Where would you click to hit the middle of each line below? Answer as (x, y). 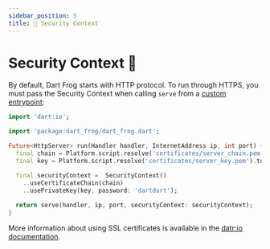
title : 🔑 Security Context (53, 23)
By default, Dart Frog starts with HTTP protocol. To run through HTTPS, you (133, 85)
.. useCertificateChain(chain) (74, 183)
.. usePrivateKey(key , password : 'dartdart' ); (100, 190)
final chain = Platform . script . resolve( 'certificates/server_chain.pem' (140, 153)
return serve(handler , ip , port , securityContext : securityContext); (134, 206)
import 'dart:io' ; (39, 117)
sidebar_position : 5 (43, 16)
